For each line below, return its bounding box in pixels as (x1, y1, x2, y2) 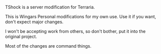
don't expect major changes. (5, 19, 64, 25)
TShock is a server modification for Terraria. (5, 4, 95, 10)
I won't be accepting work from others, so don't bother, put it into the (5, 28, 146, 34)
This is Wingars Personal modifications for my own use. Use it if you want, (5, 14, 157, 19)
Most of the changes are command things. (5, 43, 91, 49)
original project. (5, 34, 37, 39)
